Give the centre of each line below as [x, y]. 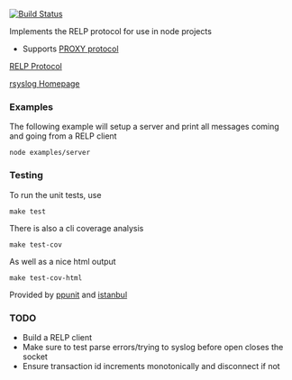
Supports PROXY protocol [70, 49]
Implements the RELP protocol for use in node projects [110, 31]
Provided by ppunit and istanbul [68, 294]
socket [35, 357]
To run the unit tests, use [55, 195]
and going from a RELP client [63, 136]
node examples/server [50, 153]
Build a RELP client [57, 337]
